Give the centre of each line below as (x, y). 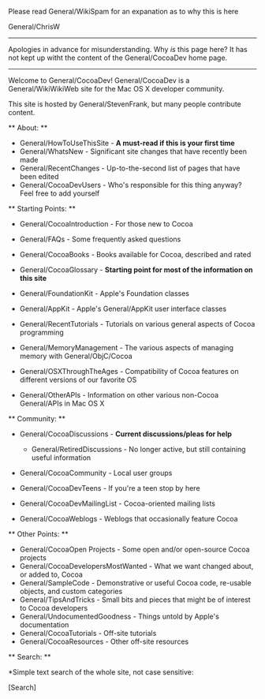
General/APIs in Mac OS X (62, 403)
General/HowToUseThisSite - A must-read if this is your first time (127, 143)
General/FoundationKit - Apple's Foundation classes (104, 293)
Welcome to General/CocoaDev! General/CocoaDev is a (99, 80)
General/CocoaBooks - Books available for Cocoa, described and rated (135, 254)
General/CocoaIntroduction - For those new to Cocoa (106, 224)
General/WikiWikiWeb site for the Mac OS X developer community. (116, 89)
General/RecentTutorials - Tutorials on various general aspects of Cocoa (137, 324)
